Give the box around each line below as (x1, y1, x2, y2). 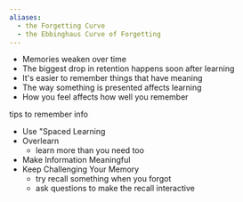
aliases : (9, 12, 42, 22)
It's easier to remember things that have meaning (21, 73, 203, 84)
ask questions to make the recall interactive (35, 183, 196, 194)
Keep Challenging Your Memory (21, 164, 140, 174)
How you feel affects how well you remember (21, 92, 189, 102)
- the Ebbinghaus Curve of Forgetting (17, 29, 162, 38)
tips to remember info (9, 109, 89, 120)
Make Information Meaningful (21, 155, 131, 166)
